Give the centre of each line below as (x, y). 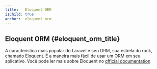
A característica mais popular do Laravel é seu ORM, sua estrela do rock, (79, 51)
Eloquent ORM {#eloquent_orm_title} (63, 39)
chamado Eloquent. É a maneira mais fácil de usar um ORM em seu (73, 56)
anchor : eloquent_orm (28, 19)
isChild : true (20, 14)
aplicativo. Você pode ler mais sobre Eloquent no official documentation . (78, 61)
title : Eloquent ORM (28, 10)
